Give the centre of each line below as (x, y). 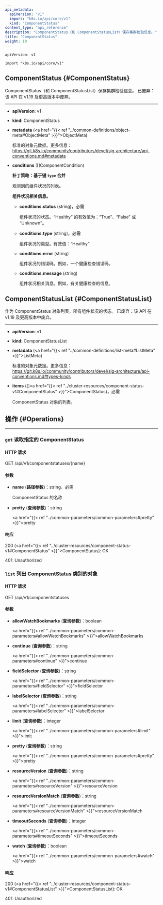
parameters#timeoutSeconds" (42, 836)
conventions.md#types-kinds (41, 377)
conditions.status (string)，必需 (52, 206)
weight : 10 (16, 41)
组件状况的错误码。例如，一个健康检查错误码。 (66, 263)
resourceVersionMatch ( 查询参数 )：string (54, 796)
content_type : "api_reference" (37, 28)
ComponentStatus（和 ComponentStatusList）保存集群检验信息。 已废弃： (80, 90)
